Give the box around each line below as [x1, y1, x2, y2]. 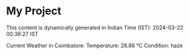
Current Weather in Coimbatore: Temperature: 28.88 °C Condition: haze [6, 42, 183, 49]
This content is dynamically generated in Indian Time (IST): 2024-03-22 [6, 24, 184, 31]
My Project [6, 4, 62, 18]
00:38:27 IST [6, 30, 39, 37]
